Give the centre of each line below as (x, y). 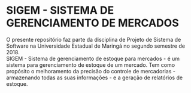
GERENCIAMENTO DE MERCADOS (93, 23)
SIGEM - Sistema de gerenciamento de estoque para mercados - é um (93, 58)
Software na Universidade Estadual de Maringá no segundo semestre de (96, 46)
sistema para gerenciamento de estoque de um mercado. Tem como (91, 65)
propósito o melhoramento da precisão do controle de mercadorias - (91, 71)
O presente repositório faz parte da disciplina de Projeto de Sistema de (94, 39)
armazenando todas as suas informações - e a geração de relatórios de (95, 77)
